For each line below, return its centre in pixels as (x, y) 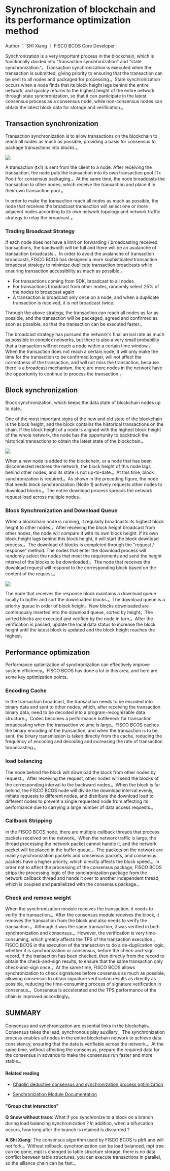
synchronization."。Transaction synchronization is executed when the (78, 67)
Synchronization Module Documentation (55, 1094)
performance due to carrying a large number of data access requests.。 (81, 807)
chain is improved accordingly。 (39, 997)
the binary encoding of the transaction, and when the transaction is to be (81, 731)
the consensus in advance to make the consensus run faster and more (79, 1055)
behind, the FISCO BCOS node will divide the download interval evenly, (79, 790)
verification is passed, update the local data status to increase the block (80, 625)
